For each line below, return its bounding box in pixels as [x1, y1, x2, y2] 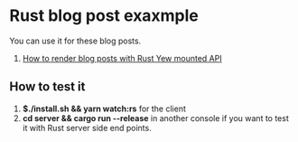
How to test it [9, 79, 86, 95]
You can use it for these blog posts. [9, 35, 142, 46]
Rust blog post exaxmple [9, 5, 199, 26]
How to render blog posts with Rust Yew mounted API [22, 52, 223, 63]
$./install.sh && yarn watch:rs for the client [22, 103, 187, 114]
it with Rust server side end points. [22, 122, 152, 133]
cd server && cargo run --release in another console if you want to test [22, 112, 289, 123]
